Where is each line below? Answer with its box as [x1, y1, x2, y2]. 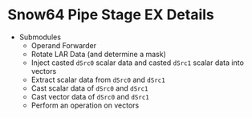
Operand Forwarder [30, 40, 97, 50]
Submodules [18, 32, 62, 42]
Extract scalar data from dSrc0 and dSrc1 [30, 75, 165, 84]
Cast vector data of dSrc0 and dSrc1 [30, 92, 149, 101]
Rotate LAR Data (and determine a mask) [30, 49, 166, 59]
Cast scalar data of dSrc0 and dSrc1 [30, 83, 149, 93]
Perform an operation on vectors [30, 100, 140, 110]
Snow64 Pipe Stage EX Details [7, 6, 214, 24]
